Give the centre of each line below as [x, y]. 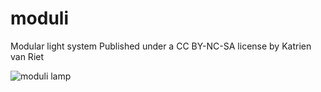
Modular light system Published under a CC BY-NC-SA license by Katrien [161, 46]
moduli [39, 18]
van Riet [27, 56]
